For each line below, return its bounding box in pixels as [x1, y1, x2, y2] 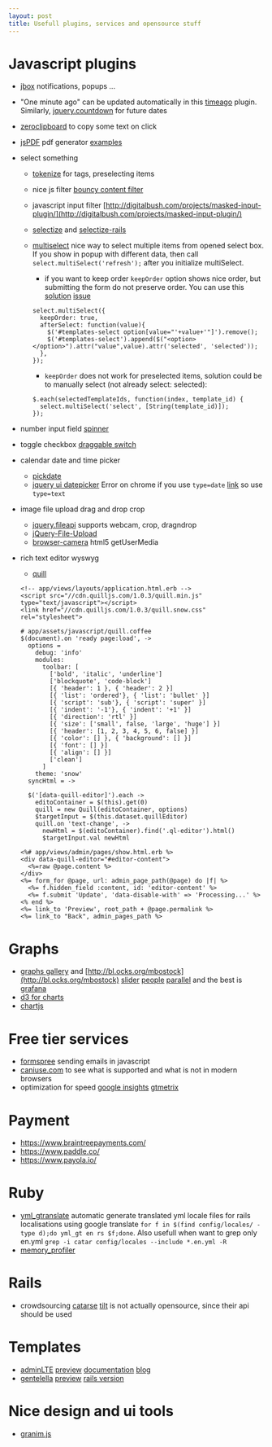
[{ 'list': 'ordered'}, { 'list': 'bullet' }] [50, 691, 210, 700]
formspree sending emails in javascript [19, 1056, 150, 1067]
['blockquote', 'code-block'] [50, 677, 152, 686]
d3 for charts [19, 993, 64, 1002]
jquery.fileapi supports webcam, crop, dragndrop [32, 520, 197, 530]
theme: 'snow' [35, 770, 83, 778]
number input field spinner [19, 424, 110, 434]
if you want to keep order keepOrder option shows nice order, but [44, 274, 261, 283]
